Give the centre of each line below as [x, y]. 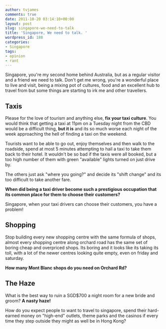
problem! [14, 210]
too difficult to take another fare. [38, 180]
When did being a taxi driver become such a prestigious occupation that [81, 189]
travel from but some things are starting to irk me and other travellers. [76, 90]
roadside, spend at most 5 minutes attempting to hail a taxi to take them [78, 149]
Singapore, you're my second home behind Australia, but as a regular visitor [83, 75]
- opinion [15, 56]
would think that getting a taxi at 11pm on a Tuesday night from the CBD [78, 123]
